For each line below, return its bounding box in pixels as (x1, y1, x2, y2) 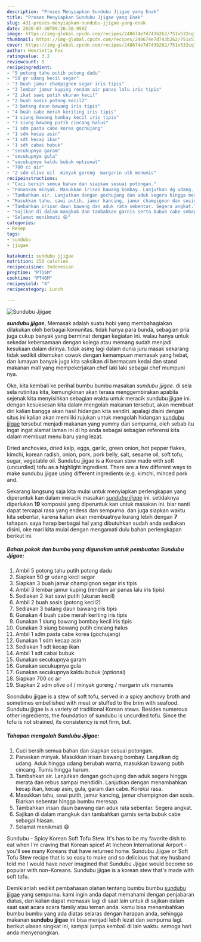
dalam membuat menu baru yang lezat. (7, 433, 103, 440)
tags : (7, 231, 20, 237)
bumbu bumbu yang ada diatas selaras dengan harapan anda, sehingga (7, 910, 184, 917)
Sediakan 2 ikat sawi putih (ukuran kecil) (15, 592, 115, 600)
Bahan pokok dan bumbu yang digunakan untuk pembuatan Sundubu (7, 546, 184, 553)
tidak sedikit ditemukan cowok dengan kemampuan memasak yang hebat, (7, 351, 189, 359)
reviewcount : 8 (7, 59, 45, 65)
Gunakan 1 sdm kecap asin (15, 637, 82, 644)
